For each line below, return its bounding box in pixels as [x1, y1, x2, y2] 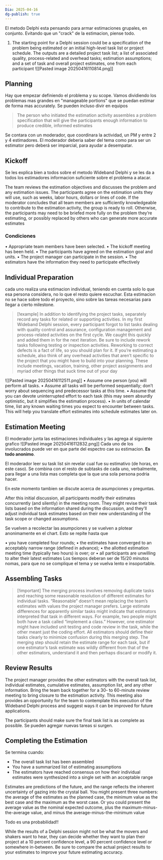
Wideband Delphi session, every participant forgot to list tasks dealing [17, 322, 158, 327]
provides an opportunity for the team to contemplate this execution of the [5, 697, 152, 703]
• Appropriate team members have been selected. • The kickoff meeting [5, 244, 150, 249]
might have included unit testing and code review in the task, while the [17, 624, 159, 630]
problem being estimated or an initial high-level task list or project [12, 45, 144, 51]
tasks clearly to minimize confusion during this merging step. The [17, 634, 148, 640]
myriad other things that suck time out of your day [17, 368, 118, 374]
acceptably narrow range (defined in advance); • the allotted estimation [5, 545, 149, 551]
